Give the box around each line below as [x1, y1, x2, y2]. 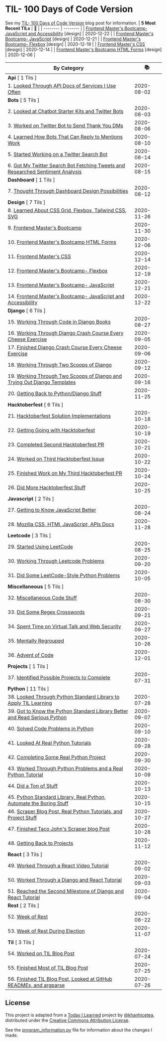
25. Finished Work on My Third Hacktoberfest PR [7, 469, 123, 476]
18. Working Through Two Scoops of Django [7, 361, 112, 368]
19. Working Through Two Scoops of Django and [7, 372, 122, 379]
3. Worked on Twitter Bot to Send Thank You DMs [7, 122, 123, 129]
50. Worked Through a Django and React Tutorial [7, 876, 122, 883]
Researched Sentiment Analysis [7, 168, 82, 175]
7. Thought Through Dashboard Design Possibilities [7, 187, 128, 194]
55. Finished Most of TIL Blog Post [7, 964, 88, 971]
